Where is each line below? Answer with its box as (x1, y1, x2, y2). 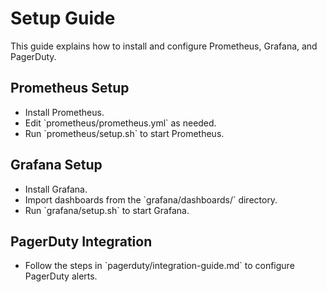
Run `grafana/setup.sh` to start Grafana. (24, 204, 190, 216)
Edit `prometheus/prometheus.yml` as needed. (24, 117, 217, 129)
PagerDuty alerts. (24, 270, 98, 282)
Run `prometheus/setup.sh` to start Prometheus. (24, 127, 225, 139)
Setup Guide (10, 7, 116, 30)
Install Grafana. (24, 183, 88, 195)
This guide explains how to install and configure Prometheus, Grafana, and (10, 40, 318, 52)
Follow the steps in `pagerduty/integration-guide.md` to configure (24, 260, 295, 272)
